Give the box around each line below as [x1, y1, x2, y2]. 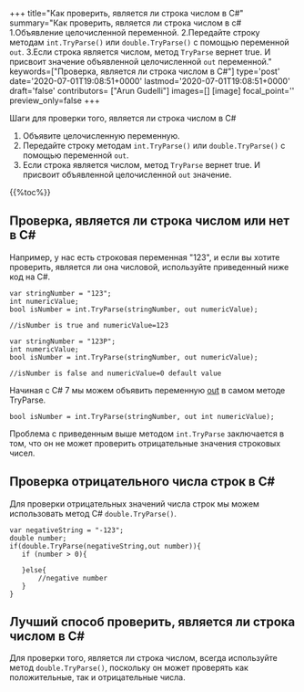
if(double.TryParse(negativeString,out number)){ [9, 541, 202, 550]
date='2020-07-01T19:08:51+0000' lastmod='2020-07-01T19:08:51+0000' [9, 76, 291, 86]
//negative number [37, 573, 107, 582]
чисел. [9, 447, 35, 458]
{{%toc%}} [9, 187, 52, 197]
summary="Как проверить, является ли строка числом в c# [9, 17, 242, 28]
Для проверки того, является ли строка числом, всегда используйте [9, 653, 278, 664]
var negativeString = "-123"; [9, 525, 125, 535]
